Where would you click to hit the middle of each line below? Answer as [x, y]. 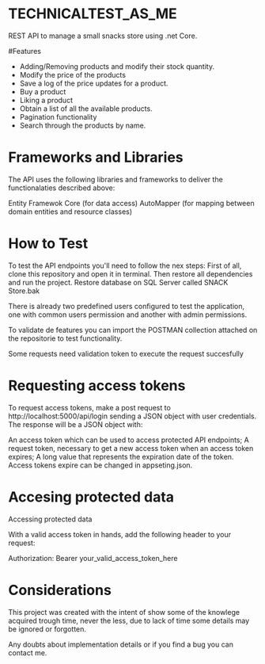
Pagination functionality [58, 116]
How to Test [48, 244]
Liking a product [46, 100]
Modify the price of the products [73, 74]
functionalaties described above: [62, 188]
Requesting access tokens [97, 386]
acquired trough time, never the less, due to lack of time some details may [129, 620]
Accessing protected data [50, 519]
